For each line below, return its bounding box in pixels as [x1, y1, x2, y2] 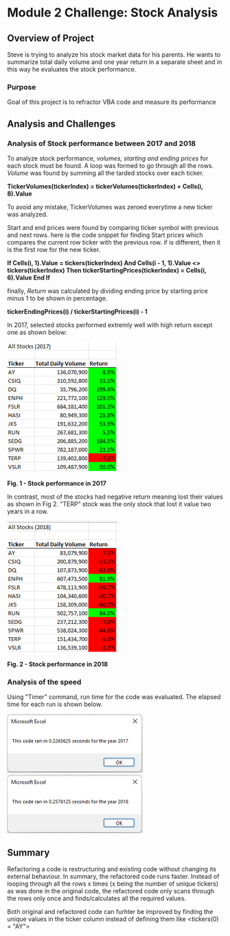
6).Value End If [7, 273, 50, 282]
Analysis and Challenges [7, 118, 116, 129]
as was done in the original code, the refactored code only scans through [7, 887, 215, 895]
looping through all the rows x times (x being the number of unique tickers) [7, 880, 219, 888]
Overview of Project [7, 32, 95, 44]
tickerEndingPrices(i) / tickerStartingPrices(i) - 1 [7, 307, 148, 315]
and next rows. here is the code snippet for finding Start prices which [7, 231, 204, 239]
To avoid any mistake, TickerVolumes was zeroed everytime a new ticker [7, 202, 213, 211]
